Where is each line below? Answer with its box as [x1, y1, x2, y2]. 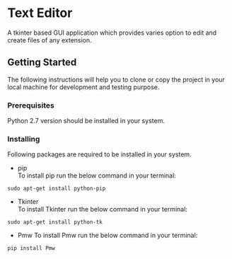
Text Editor [7, 5, 73, 21]
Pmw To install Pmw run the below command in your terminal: [17, 231, 198, 240]
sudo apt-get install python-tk [7, 219, 103, 226]
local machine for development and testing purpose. [7, 83, 160, 91]
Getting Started [7, 57, 77, 69]
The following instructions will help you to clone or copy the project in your [7, 75, 225, 84]
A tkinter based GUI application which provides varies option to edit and [7, 28, 217, 37]
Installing [7, 134, 40, 144]
